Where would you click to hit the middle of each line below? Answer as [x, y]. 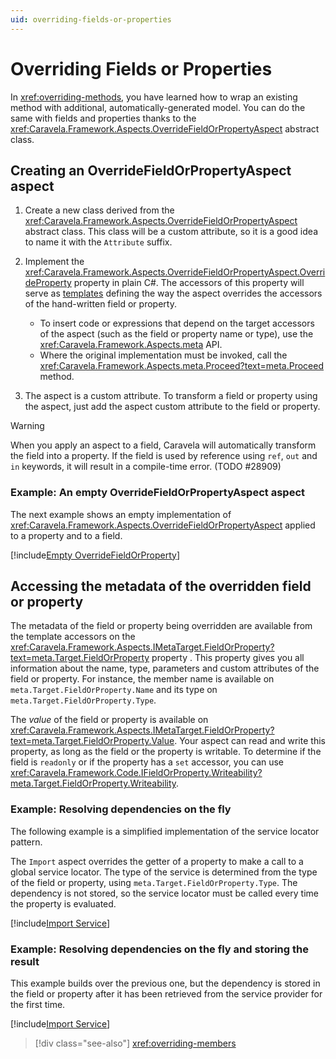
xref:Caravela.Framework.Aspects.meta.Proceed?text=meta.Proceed [182, 366]
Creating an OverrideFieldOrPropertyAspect [151, 170]
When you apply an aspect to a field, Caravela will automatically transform [163, 445]
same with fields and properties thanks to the [103, 118]
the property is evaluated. [63, 903]
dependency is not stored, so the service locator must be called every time [164, 893]
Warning [27, 426]
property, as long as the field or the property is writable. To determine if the [166, 752]
